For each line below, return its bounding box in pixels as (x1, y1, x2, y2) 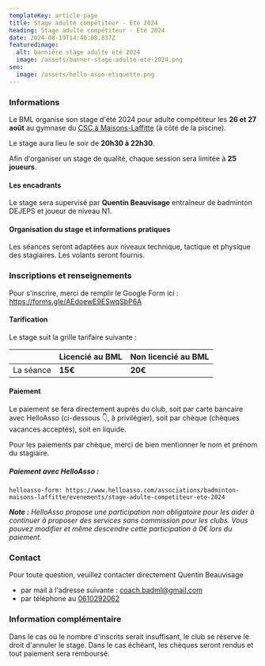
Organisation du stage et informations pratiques (9, 224, 171, 234)
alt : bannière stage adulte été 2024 (16, 48, 141, 56)
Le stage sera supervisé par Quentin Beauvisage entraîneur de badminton (9, 198, 252, 207)
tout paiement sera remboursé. (9, 649, 110, 658)
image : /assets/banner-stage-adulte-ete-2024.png (16, 56, 183, 64)
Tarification (9, 314, 48, 325)
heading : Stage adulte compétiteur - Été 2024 (9, 26, 165, 34)
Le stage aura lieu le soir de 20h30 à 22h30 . (9, 138, 155, 147)
